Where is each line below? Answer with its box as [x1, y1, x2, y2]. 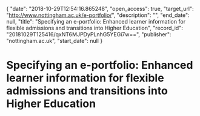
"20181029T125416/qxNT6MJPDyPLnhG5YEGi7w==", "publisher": [6, 31, 172, 38]
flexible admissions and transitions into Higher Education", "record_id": [6, 24, 183, 31]
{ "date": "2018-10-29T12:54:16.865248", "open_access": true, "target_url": [6, 5, 194, 12]
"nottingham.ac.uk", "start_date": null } [6, 37, 103, 44]
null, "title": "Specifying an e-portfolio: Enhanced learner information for [6, 18, 186, 25]
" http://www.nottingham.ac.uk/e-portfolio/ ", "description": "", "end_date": [6, 11, 190, 19]
